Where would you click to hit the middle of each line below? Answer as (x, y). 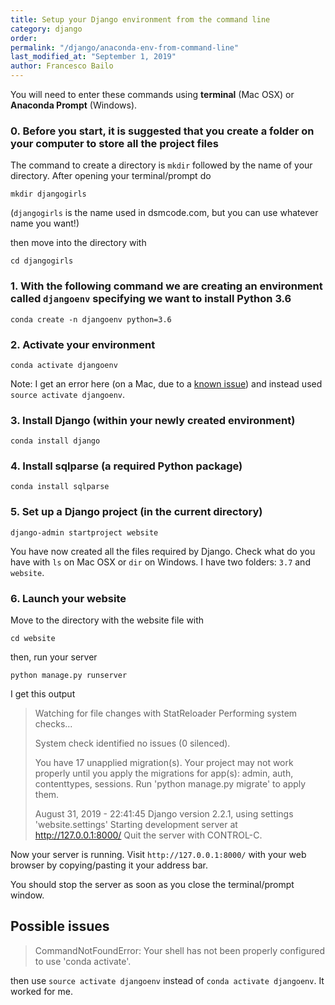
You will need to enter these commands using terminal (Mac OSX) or (152, 94)
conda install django (55, 441)
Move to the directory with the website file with (107, 620)
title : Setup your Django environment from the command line (140, 19)
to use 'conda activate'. (83, 961)
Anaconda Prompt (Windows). (74, 105)
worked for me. (41, 991)
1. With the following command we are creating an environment (166, 286)
